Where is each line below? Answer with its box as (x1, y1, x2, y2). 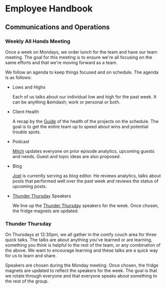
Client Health (12, 108, 39, 114)
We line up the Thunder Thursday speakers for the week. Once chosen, (12, 202, 159, 208)
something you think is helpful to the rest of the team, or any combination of (5, 242, 161, 248)
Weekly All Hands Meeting (5, 38, 71, 45)
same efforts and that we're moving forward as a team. (5, 59, 118, 65)
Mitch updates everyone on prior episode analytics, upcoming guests (12, 148, 155, 154)
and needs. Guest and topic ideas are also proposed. (12, 153, 121, 159)
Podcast (12, 138, 30, 144)
